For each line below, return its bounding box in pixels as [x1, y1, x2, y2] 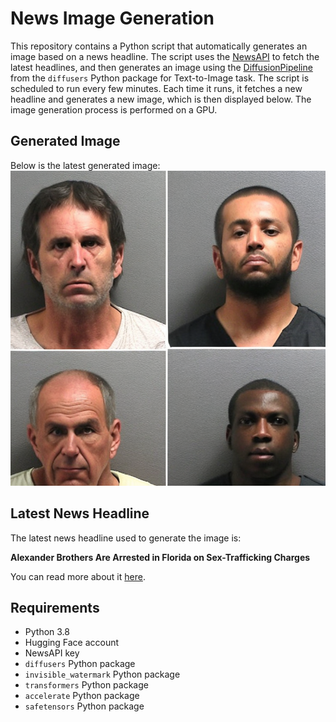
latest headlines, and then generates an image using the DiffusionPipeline [10, 61, 313, 73]
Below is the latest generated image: [10, 159, 161, 171]
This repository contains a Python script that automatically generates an [10, 40, 308, 52]
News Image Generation [10, 7, 215, 30]
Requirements [10, 599, 100, 616]
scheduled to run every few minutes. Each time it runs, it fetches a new [10, 82, 303, 94]
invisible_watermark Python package [24, 668, 181, 681]
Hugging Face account [24, 637, 120, 649]
